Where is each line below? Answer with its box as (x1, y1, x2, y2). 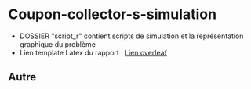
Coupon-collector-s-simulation (8, 5, 217, 23)
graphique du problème (19, 39, 96, 48)
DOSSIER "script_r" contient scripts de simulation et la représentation (19, 31, 244, 41)
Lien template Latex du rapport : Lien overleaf (19, 48, 167, 57)
